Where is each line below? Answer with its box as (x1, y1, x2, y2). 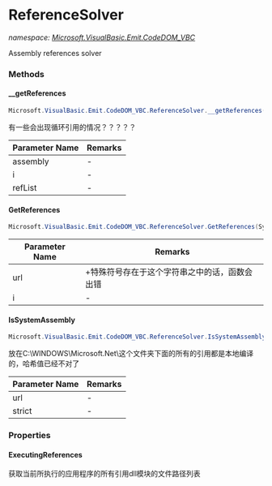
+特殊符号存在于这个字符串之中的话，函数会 (84, 266, 253, 277)
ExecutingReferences (8, 449, 83, 459)
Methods (8, 68, 45, 80)
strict (12, 406, 32, 417)
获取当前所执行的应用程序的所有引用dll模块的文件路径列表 (8, 469, 201, 479)
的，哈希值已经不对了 (8, 359, 79, 368)
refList (12, 182, 37, 193)
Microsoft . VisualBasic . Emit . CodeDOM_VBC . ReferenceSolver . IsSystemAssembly (8, 333, 266, 342)
